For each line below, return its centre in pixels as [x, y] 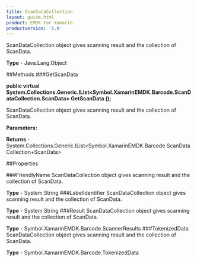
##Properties [22, 163]
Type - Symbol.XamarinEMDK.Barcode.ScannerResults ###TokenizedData [97, 229]
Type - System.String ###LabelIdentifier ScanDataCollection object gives [96, 193]
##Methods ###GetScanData [42, 74]
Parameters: [22, 128]
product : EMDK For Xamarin [39, 23]
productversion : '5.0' [34, 28]
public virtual [23, 86]
